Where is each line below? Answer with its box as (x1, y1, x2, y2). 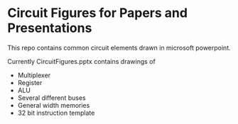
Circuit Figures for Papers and (7, 5, 188, 21)
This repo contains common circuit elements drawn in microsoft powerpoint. (7, 43, 231, 52)
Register (17, 78, 43, 86)
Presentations (7, 20, 92, 36)
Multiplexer (17, 71, 51, 79)
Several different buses (17, 94, 87, 102)
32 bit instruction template (17, 108, 95, 117)
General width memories (17, 101, 90, 109)
